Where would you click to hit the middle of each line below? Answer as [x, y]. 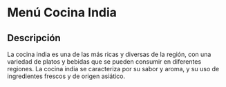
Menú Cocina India [62, 13]
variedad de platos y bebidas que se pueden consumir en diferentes [104, 62]
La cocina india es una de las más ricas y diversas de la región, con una [109, 54]
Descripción [34, 38]
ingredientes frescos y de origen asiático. [66, 76]
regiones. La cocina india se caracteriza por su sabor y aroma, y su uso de [113, 69]
